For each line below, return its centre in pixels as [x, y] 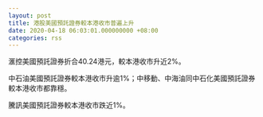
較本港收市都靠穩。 [40, 88]
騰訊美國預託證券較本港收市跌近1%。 [69, 105]
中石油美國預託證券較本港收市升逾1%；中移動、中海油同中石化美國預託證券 [132, 78]
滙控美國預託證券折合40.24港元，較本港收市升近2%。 [97, 61]
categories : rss [35, 38]
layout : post [30, 16]
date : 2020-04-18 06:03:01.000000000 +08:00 [83, 30]
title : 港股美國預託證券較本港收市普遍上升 [71, 23]
